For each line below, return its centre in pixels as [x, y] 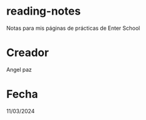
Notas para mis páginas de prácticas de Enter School [73, 28]
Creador [27, 53]
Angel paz [19, 69]
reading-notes [44, 11]
